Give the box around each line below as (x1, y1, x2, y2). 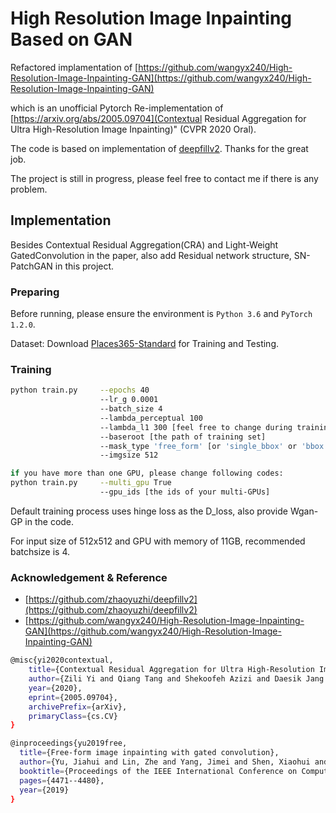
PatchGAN (10, 260, 53, 272)
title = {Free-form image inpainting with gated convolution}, (19, 748, 280, 758)
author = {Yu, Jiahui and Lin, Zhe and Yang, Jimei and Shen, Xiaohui (19, 757, 311, 767)
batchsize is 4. (10, 545, 71, 557)
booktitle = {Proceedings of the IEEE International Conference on (19, 766, 298, 776)
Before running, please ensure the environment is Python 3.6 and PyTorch (10, 308, 313, 320)
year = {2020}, (28, 683, 83, 693)
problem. (10, 183, 48, 195)
